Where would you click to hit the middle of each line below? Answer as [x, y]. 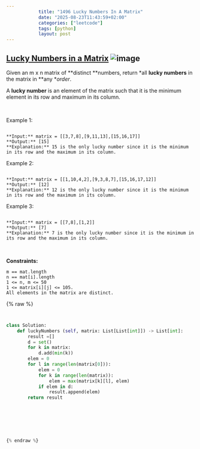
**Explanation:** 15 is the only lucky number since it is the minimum [97, 147]
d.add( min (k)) [56, 353]
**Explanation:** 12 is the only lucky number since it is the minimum [97, 190]
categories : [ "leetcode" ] [70, 23]
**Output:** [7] [26, 227]
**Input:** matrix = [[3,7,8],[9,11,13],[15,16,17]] [73, 136]
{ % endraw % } [22, 441]
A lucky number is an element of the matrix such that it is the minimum [94, 90]
